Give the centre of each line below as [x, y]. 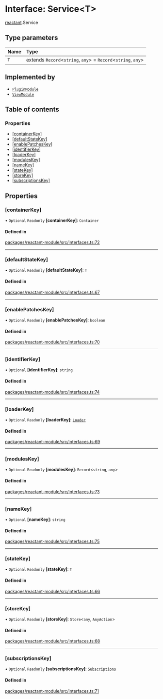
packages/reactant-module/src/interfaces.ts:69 [53, 442]
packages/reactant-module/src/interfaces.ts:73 [52, 492]
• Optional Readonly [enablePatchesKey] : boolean [55, 320]
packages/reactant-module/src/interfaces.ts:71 [52, 691]
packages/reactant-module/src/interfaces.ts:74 [52, 392]
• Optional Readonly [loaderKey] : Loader [45, 419]
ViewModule [23, 94]
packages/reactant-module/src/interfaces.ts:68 [53, 641]
